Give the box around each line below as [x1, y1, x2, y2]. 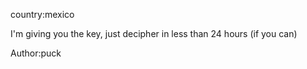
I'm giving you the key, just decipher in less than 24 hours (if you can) [10, 28, 298, 39]
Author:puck [10, 47, 62, 59]
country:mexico [10, 9, 75, 20]
